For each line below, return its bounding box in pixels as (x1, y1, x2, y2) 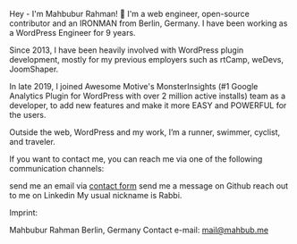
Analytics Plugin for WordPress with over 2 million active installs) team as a (9, 90, 286, 101)
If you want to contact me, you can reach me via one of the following (9, 154, 263, 164)
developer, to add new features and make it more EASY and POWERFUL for (9, 100, 287, 111)
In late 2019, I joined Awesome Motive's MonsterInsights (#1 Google (9, 81, 259, 91)
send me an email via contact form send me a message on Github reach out (9, 181, 289, 191)
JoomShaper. (9, 63, 59, 74)
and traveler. (9, 137, 55, 147)
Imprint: (9, 207, 38, 218)
